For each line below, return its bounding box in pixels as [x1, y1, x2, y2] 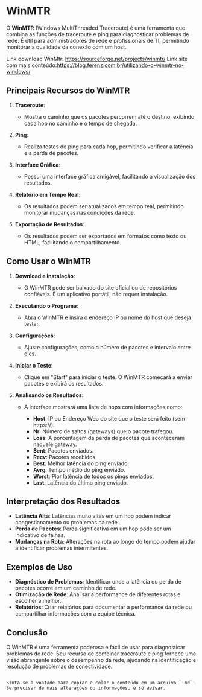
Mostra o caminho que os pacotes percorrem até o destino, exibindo [24, 113, 195, 120]
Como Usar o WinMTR [6, 256, 92, 267]
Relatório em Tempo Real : [14, 191, 81, 198]
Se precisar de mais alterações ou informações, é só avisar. [6, 685, 166, 691]
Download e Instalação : [14, 272, 75, 279]
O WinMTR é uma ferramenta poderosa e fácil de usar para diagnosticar [6, 644, 186, 651]
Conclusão [6, 628, 48, 638]
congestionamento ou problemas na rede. [14, 519, 119, 526]
